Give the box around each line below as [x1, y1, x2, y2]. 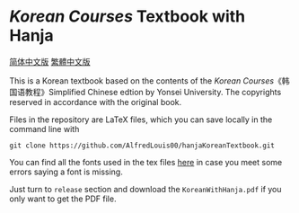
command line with [9, 123, 80, 134]
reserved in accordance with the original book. [9, 96, 182, 107]
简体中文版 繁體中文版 [9, 56, 91, 67]
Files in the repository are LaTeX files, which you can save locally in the [9, 114, 273, 125]
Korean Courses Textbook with [9, 6, 246, 27]
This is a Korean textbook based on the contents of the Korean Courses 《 [9, 75, 283, 86]
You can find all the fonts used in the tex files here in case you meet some [9, 156, 283, 167]
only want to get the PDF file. [9, 193, 117, 204]
